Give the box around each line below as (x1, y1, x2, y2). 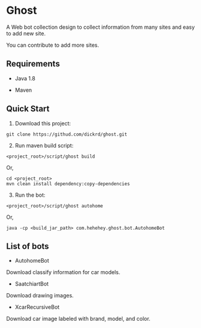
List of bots (6, 241, 49, 251)
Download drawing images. (6, 292, 74, 299)
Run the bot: (14, 191, 46, 198)
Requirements (6, 59, 60, 69)
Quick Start (6, 104, 50, 114)
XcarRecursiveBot (14, 303, 60, 311)
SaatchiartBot (14, 280, 49, 288)
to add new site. (6, 29, 46, 37)
